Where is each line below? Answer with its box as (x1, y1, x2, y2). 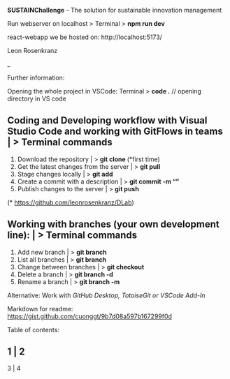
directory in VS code (7, 94, 66, 103)
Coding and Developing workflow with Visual (7, 114, 208, 126)
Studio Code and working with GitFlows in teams (7, 126, 224, 138)
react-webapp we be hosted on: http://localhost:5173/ (7, 33, 163, 41)
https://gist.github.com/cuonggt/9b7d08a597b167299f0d (7, 312, 173, 320)
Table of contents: (7, 325, 59, 334)
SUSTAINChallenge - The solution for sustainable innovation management (7, 6, 222, 14)
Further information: (7, 73, 65, 82)
